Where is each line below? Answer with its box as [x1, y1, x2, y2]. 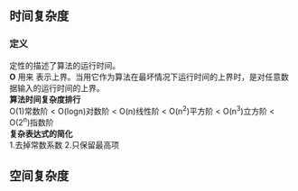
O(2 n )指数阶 [9, 115, 54, 128]
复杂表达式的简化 [9, 129, 73, 139]
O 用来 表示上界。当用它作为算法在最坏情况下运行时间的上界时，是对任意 [9, 71, 282, 82]
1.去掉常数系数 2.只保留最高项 [9, 140, 120, 150]
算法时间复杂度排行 [9, 94, 81, 105]
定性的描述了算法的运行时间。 [9, 59, 120, 70]
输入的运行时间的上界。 [16, 82, 105, 93]
